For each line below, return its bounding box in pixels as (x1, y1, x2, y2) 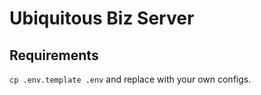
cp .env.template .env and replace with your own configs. (9, 73, 252, 85)
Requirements (9, 47, 99, 64)
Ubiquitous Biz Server (9, 7, 195, 30)
